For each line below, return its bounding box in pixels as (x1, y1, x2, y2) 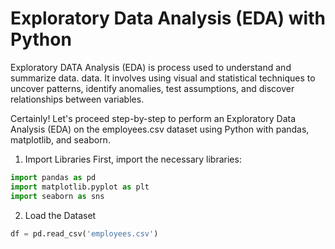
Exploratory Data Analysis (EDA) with (10, 7, 326, 30)
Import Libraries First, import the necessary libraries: (24, 153, 242, 165)
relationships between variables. (10, 93, 145, 105)
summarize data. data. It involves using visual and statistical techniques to (10, 72, 316, 84)
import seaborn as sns (10, 191, 105, 201)
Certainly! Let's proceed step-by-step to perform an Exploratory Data (10, 112, 297, 124)
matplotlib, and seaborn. (10, 133, 111, 146)
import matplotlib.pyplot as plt (10, 182, 150, 192)
